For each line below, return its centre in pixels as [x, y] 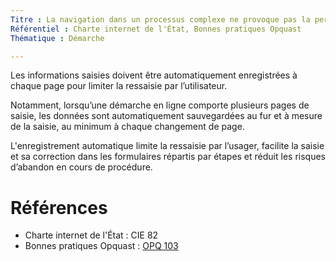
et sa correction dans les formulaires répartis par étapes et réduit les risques [168, 157]
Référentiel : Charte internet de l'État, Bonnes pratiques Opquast [156, 29]
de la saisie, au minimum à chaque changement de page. [127, 127]
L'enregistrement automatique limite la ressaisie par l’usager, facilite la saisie [167, 146]
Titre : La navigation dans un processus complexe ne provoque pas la [160, 19]
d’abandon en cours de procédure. [81, 167]
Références [59, 207]
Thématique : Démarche [57, 38]
